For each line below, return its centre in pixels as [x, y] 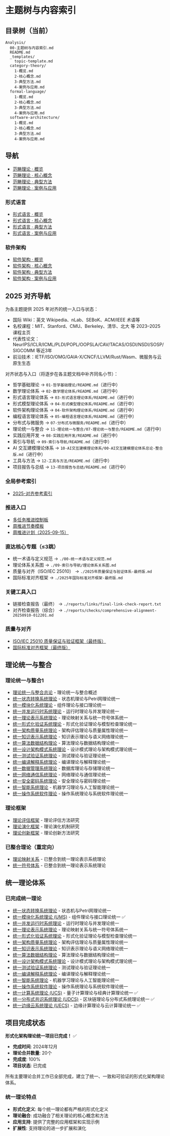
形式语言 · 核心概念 [32, 221]
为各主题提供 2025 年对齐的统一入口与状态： [52, 309]
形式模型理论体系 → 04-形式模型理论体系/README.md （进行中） [75, 404]
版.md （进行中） [29, 454]
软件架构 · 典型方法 [32, 272]
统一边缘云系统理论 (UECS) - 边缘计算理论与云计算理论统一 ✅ [77, 1005]
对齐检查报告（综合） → [38, 610]
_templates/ [23, 57]
